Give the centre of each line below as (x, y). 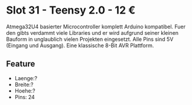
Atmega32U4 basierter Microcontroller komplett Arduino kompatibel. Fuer (96, 27)
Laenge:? (26, 78)
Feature (21, 64)
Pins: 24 (25, 97)
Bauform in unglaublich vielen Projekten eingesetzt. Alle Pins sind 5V (90, 39)
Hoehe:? (25, 91)
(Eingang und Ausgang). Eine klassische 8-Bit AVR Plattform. (80, 45)
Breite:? (24, 84)
